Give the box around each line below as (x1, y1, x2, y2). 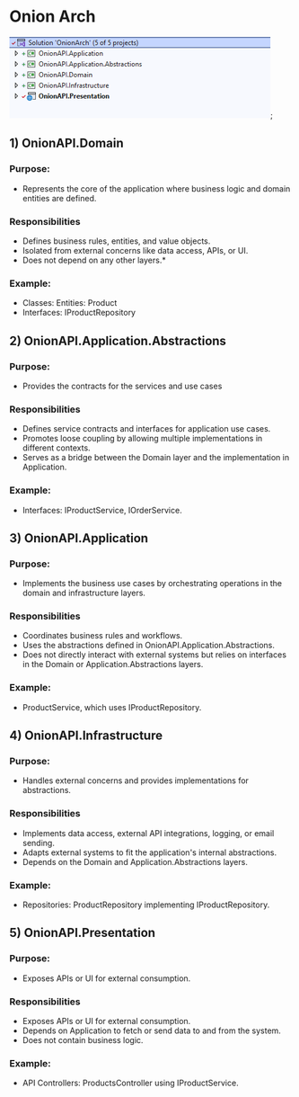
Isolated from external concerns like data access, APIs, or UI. (22, 245, 249, 255)
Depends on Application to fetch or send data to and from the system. (22, 1025, 281, 1036)
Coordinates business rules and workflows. (22, 630, 183, 641)
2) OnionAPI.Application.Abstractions (9, 333, 227, 348)
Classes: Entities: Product (22, 298, 118, 308)
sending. (22, 837, 56, 848)
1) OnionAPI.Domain (9, 136, 124, 151)
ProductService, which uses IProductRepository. (22, 701, 202, 712)
